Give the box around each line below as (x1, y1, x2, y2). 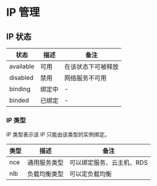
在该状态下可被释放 (64, 63, 119, 71)
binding (9, 85, 31, 93)
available (9, 62, 35, 70)
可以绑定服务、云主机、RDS (69, 158, 149, 167)
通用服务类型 (27, 158, 64, 167)
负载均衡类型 (27, 170, 64, 178)
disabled (9, 74, 34, 82)
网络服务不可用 (64, 74, 107, 82)
